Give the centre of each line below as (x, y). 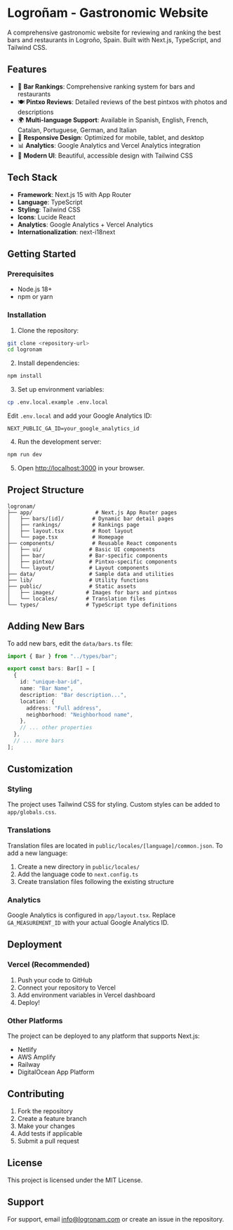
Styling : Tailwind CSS (49, 210)
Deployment (35, 945)
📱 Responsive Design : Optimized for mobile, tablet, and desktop (111, 137)
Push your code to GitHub (55, 980)
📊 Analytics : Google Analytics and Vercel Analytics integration (109, 145)
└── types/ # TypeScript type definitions (92, 605)
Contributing (36, 1094)
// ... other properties (56, 728)
